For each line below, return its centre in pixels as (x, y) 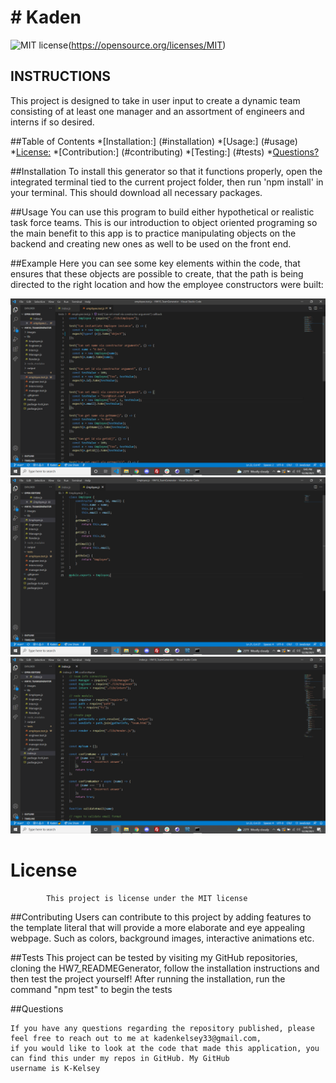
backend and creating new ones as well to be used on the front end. (151, 243)
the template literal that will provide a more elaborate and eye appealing (158, 928)
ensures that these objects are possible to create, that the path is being (157, 273)
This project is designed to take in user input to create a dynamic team (155, 100)
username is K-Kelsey (55, 1069)
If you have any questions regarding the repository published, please (162, 1029)
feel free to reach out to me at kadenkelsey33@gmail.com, (136, 1039)
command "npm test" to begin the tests (91, 990)
